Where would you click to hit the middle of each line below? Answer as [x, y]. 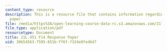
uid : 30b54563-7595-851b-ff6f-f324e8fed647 [51, 42]
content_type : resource [30, 10]
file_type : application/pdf [34, 28]
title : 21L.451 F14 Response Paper [42, 38]
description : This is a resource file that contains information [74, 14]
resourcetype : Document [30, 33]
